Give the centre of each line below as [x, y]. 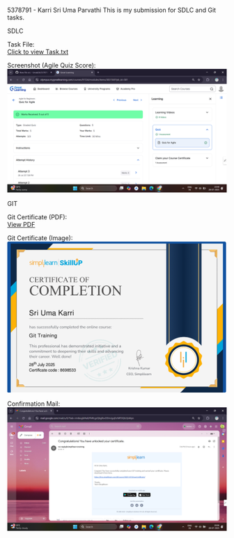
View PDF [21, 224]
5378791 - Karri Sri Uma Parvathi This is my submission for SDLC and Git [112, 10]
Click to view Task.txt [38, 52]
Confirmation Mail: [34, 404]
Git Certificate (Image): [40, 238]
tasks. [16, 17]
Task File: [21, 44]
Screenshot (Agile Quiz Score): [52, 65]
